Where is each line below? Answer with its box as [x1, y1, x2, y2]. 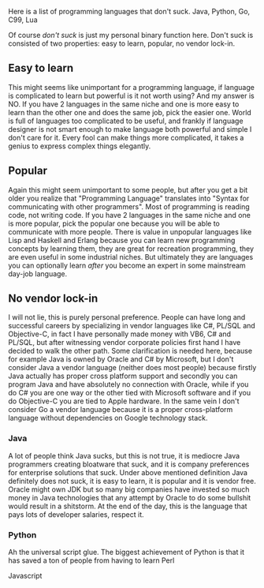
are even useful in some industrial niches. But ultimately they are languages [8, 252, 254, 261]
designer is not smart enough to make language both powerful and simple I [8, 124, 252, 133]
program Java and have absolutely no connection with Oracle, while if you [8, 380, 249, 389]
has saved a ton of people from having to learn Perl [8, 556, 175, 565]
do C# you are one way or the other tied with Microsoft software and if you [8, 388, 251, 398]
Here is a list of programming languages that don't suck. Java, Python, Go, [8, 7, 251, 16]
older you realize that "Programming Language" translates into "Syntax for [8, 193, 250, 203]
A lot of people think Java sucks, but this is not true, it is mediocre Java [8, 451, 240, 460]
